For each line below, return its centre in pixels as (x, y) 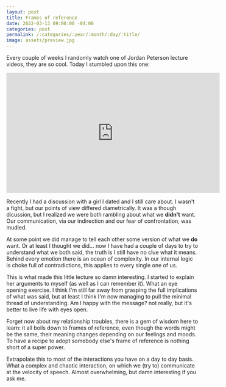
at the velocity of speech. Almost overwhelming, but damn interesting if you (101, 372)
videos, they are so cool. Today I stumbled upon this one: (78, 64)
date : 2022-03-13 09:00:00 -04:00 (50, 23)
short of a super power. (36, 347)
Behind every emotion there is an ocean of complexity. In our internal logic (100, 259)
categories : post (28, 29)
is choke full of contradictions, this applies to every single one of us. (92, 265)
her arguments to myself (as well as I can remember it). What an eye (92, 284)
